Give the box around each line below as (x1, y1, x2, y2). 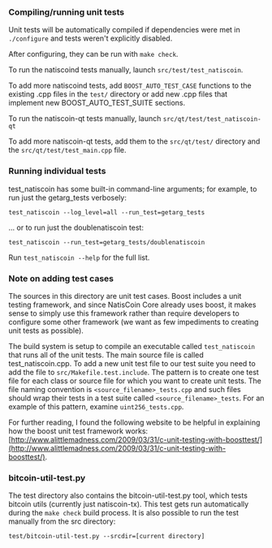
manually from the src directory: (8, 516, 116, 526)
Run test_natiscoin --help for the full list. (8, 252, 150, 262)
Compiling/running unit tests (8, 6, 125, 18)
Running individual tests (8, 166, 106, 177)
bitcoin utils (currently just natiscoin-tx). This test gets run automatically (8, 499, 249, 509)
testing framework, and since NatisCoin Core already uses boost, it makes (8, 300, 257, 309)
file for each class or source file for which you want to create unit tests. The (8, 376, 261, 386)
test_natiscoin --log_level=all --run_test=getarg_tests (8, 208, 205, 217)
